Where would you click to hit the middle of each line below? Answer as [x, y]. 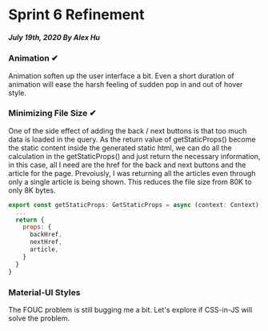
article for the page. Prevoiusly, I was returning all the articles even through [132, 173]
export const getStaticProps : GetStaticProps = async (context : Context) [134, 205]
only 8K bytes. [32, 190]
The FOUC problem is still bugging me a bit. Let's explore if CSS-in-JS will [130, 309]
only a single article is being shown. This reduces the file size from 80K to [130, 181]
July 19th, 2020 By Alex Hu [54, 37]
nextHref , [46, 242]
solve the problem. [39, 318]
